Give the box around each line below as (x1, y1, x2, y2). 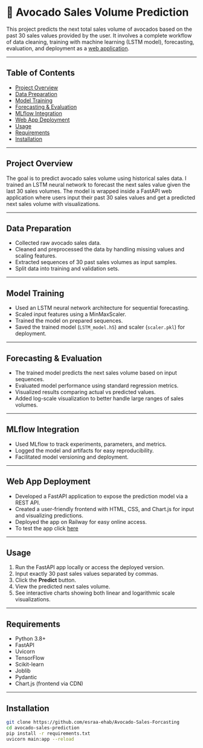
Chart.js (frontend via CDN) (14, 680, 83, 688)
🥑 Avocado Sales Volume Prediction (6, 5, 189, 19)
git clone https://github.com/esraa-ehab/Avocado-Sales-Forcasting (6, 719, 180, 726)
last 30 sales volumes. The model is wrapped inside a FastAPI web (6, 187, 172, 195)
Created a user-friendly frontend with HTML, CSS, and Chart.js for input (14, 505, 195, 512)
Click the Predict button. (14, 576, 77, 584)
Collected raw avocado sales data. (14, 239, 101, 247)
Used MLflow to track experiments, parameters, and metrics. (14, 440, 167, 448)
